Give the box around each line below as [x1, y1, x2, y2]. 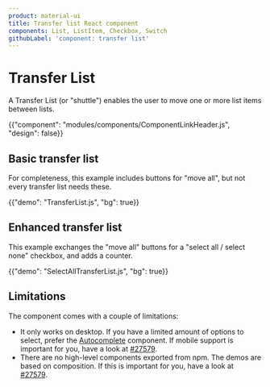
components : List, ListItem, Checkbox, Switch [8, 27, 168, 35]
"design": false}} [8, 128, 64, 138]
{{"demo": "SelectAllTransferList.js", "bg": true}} [8, 266, 169, 276]
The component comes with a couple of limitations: [8, 311, 179, 321]
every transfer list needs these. [8, 182, 112, 191]
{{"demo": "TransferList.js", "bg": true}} [8, 198, 139, 206]
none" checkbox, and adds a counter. [8, 251, 133, 260]
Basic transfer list [8, 152, 99, 165]
